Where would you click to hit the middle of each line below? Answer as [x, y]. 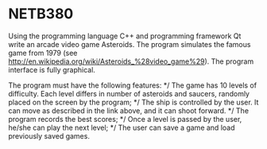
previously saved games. [49, 135]
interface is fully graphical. [52, 69]
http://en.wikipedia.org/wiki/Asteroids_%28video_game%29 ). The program [131, 61]
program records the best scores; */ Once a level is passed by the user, [125, 119]
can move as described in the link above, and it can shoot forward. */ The [128, 110]
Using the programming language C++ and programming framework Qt [125, 36]
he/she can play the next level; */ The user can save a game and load [122, 127]
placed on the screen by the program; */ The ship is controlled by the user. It [133, 102]
